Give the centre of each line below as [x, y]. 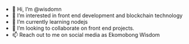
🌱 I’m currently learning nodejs [50, 22]
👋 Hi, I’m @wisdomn [37, 9]
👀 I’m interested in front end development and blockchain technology [97, 15]
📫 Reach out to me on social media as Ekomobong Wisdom [86, 35]
